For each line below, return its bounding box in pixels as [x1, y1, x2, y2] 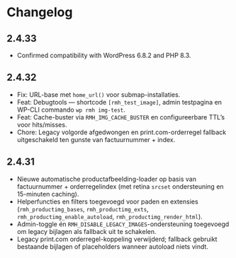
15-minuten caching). [16, 189, 79, 198]
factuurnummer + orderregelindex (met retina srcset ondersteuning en [16, 182, 224, 191]
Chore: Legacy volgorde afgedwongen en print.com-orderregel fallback [16, 128, 227, 136]
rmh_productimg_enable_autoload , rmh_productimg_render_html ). [16, 212, 203, 221]
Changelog [6, 4, 73, 20]
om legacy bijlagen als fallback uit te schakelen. [16, 227, 157, 235]
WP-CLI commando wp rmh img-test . [16, 105, 125, 114]
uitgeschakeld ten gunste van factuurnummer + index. [16, 135, 176, 143]
